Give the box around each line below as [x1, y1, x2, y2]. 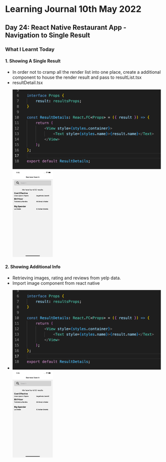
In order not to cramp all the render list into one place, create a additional [12, 69, 161, 75]
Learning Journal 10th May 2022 [5, 3, 142, 15]
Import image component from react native [12, 280, 100, 286]
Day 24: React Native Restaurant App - [5, 23, 127, 32]
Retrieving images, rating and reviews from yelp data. [12, 275, 121, 281]
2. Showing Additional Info [5, 264, 61, 270]
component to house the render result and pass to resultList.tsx [12, 74, 142, 80]
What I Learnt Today [5, 46, 55, 52]
